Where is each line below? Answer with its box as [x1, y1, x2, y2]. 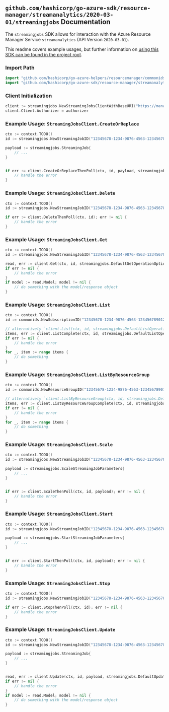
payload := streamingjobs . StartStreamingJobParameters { [5, 535, 125, 541]
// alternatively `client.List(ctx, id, [5, 326, 92, 332]
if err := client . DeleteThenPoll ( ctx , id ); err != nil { [5, 215, 127, 220]
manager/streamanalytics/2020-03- [5, 11, 114, 19]
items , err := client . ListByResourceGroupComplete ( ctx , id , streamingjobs [5, 401, 165, 406]
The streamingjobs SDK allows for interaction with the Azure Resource [5, 31, 151, 37]
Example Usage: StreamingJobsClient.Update [5, 626, 116, 633]
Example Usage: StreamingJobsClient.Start [5, 510, 113, 517]
